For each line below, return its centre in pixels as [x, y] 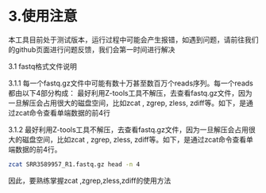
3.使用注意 [43, 16]
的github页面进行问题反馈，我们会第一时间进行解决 [92, 49]
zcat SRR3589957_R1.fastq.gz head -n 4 [74, 164]
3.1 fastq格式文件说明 [43, 66]
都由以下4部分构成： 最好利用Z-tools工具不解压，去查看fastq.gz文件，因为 [130, 93]
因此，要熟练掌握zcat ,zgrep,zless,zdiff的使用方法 [90, 180]
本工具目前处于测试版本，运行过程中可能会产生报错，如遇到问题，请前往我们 [133, 40]
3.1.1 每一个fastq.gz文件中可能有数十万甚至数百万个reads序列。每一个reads [131, 83]
